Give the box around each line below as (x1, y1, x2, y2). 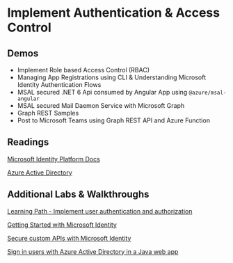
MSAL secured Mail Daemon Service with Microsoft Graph (17, 102, 185, 109)
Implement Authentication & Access (7, 5, 220, 21)
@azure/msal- (188, 89, 227, 96)
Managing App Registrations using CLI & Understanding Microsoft (17, 73, 207, 81)
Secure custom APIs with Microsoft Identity (7, 234, 131, 242)
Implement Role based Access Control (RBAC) (17, 66, 150, 74)
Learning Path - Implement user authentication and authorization (7, 207, 193, 215)
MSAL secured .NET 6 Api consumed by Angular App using (17, 88, 188, 96)
